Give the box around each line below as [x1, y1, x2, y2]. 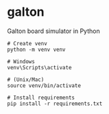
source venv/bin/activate [7, 82, 81, 89]
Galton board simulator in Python [7, 27, 101, 35]
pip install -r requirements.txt [7, 100, 103, 107]
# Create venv [7, 40, 48, 47]
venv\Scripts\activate [7, 64, 72, 71]
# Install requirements [7, 94, 75, 101]
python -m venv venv [7, 46, 66, 53]
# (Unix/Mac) [7, 76, 45, 83]
